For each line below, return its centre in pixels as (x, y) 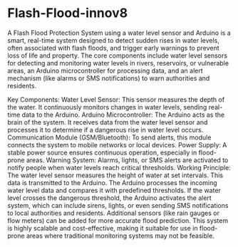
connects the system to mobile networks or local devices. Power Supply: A (117, 144)
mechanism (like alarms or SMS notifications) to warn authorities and (109, 78)
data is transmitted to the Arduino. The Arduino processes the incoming (112, 182)
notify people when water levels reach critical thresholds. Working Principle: (119, 167)
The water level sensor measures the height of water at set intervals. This (115, 175)
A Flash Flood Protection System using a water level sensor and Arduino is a (119, 33)
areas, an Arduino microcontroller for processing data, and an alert (105, 70)
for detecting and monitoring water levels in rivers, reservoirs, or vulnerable (118, 63)
